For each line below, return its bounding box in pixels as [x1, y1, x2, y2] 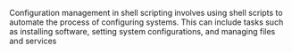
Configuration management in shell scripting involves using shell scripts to [9, 8, 283, 18]
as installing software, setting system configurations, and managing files [9, 26, 276, 36]
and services [9, 35, 57, 46]
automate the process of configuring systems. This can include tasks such [9, 17, 284, 27]
